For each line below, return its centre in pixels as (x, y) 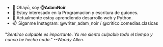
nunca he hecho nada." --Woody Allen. (45, 39)
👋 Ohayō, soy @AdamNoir (39, 8)
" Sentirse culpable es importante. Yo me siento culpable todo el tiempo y (79, 34)
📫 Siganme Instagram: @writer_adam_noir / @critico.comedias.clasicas (85, 23)
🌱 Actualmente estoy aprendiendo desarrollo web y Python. (72, 18)
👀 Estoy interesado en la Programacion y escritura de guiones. (75, 13)
